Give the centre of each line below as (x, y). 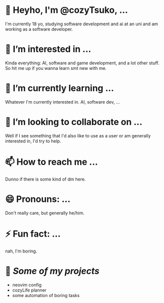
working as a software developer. (39, 29)
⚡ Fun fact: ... (33, 234)
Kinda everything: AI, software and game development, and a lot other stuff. (82, 63)
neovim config (27, 285)
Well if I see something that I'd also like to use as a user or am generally (78, 135)
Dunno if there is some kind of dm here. (45, 179)
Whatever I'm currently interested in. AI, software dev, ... (62, 102)
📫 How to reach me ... (52, 162)
